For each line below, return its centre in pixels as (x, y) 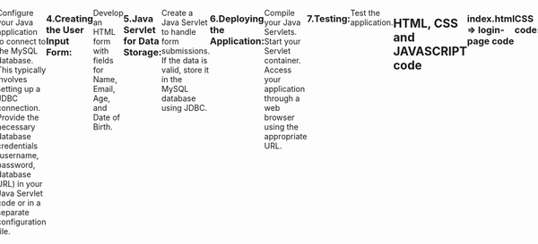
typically (30, 70)
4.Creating (70, 19)
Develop (108, 13)
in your (30, 184)
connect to (26, 41)
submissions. (186, 51)
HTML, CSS (426, 24)
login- (491, 29)
